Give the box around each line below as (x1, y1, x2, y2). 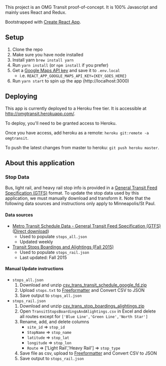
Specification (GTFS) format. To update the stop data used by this (5, 190, 139, 196)
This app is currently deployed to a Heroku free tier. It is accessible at (5, 105, 147, 111)
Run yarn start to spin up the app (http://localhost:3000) (12, 78, 129, 83)
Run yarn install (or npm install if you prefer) (12, 62, 109, 68)
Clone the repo (12, 46, 43, 52)
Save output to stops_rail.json (19, 355, 84, 361)
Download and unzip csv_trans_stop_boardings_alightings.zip (19, 303, 145, 309)
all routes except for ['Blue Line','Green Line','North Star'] (19, 313, 148, 319)
